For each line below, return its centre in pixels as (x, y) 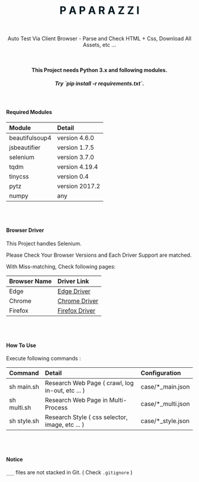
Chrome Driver (78, 301)
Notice (15, 459)
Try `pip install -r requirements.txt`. (99, 84)
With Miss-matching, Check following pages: (61, 266)
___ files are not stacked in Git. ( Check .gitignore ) (69, 472)
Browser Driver (25, 230)
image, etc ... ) (65, 425)
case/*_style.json (165, 421)
